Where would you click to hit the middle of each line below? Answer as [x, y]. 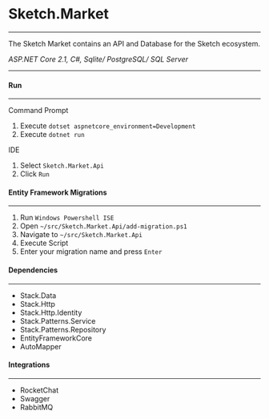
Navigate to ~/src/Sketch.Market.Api [81, 235]
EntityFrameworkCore [56, 338]
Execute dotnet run [52, 135]
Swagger [35, 398]
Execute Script [44, 243]
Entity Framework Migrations [58, 192]
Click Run [34, 174]
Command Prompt [38, 111]
